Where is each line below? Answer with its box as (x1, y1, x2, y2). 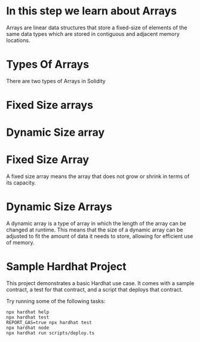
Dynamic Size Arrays (6, 200, 112, 213)
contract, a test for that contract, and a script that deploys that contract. (6, 286, 183, 294)
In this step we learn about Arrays (6, 4, 177, 18)
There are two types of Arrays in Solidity (6, 77, 106, 84)
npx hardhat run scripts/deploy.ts (6, 330, 95, 336)
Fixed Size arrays (6, 99, 94, 112)
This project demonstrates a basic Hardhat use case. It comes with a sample (6, 280, 195, 287)
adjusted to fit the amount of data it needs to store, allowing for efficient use (6, 233, 193, 240)
